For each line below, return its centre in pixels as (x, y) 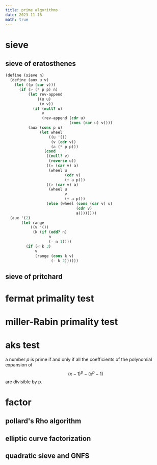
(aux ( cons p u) (45, 128)
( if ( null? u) (47, 109)
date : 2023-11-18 (24, 15)
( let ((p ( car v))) (35, 85)
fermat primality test (50, 298)
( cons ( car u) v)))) (91, 123)
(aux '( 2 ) (20, 218)
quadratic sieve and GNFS (47, 456)
